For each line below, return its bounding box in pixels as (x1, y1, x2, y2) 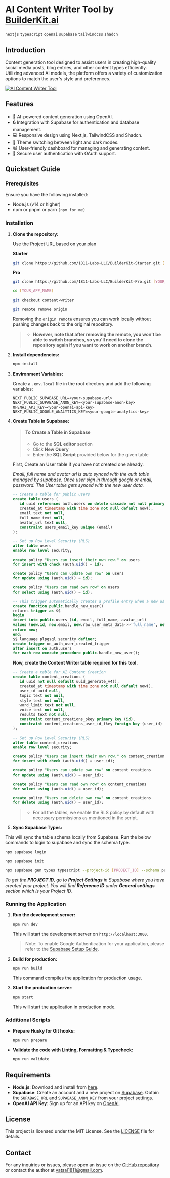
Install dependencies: (12, 351, 60, 358)
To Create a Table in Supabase (25, 429, 91, 435)
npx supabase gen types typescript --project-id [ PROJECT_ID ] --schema (5, 868, 159, 873)
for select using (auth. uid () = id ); (12, 590, 93, 595)
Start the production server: (12, 984, 73, 990)
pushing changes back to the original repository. (12, 321, 114, 327)
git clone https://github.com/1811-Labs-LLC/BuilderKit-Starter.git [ (12, 260, 165, 266)
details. (5, 1134, 21, 1140)
